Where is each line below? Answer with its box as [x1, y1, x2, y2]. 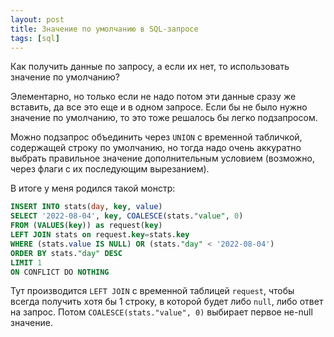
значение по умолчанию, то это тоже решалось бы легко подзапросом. [10, 112, 318, 124]
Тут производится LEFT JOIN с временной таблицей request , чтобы [10, 285, 295, 297]
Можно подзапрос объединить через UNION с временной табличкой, [10, 131, 303, 143]
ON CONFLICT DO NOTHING [10, 267, 110, 277]
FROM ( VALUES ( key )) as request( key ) [10, 221, 163, 231]
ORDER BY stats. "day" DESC [10, 248, 123, 258]
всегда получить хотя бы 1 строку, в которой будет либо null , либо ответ [10, 296, 324, 308]
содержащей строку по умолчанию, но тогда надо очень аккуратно [10, 142, 302, 154]
